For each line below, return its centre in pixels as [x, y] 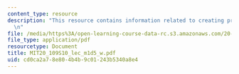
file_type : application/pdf [49, 40]
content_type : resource [43, 14]
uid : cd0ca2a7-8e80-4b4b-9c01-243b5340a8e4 [73, 60]
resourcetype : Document [43, 47]
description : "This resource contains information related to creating [116, 20]
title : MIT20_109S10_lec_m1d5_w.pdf [62, 54]
